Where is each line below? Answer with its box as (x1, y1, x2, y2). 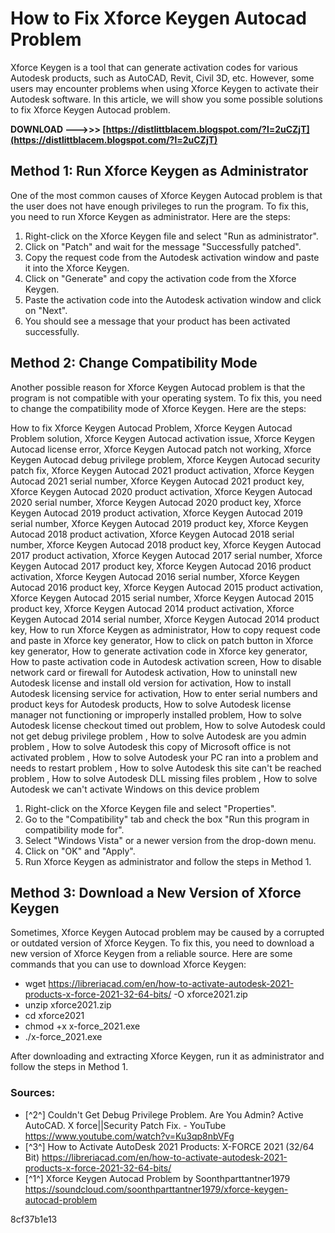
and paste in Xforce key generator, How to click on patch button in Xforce (10, 634, 314, 646)
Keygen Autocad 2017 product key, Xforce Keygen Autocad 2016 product (10, 560, 312, 572)
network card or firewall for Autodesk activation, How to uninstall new (10, 666, 298, 678)
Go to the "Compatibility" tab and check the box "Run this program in (24, 813, 310, 825)
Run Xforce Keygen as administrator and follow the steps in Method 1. (24, 855, 312, 867)
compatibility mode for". (24, 823, 125, 836)
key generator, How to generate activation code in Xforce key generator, (10, 645, 308, 657)
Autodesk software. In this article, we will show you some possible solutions (10, 93, 323, 105)
